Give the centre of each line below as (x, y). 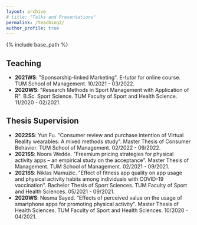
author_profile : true (33, 28)
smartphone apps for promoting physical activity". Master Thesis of (96, 204)
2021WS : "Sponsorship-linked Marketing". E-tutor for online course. (98, 78)
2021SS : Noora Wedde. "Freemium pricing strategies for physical (94, 154)
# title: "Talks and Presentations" (51, 17)
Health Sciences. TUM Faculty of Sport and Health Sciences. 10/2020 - (101, 210)
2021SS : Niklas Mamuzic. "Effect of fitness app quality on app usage (98, 173)
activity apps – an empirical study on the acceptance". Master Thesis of (102, 160)
